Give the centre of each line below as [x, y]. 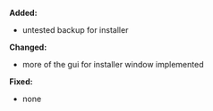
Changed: [28, 47]
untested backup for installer [75, 30]
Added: [23, 13]
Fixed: [21, 82]
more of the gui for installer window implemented [113, 64]
